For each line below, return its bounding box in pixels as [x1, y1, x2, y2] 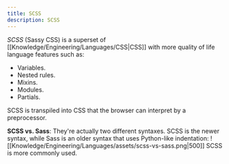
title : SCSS [7, 10, 41, 17]
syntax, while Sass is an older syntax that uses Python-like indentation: [7, 134, 209, 142]
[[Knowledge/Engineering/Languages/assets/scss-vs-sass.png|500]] [7, 141, 205, 150]
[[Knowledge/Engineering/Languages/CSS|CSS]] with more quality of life [7, 43, 215, 51]
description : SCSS [7, 17, 60, 23]
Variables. [17, 63, 46, 72]
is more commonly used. [7, 149, 77, 157]
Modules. [17, 85, 44, 94]
